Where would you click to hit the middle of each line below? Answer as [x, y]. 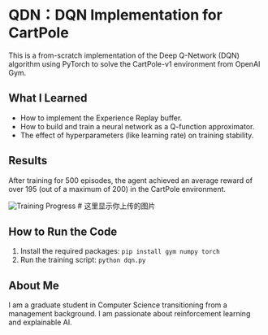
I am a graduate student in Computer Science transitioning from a [118, 305]
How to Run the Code [63, 231]
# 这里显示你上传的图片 [117, 206]
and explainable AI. [40, 322]
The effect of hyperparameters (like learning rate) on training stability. [137, 135]
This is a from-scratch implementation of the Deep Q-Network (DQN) [124, 55]
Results [28, 161]
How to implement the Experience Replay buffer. [101, 118]
